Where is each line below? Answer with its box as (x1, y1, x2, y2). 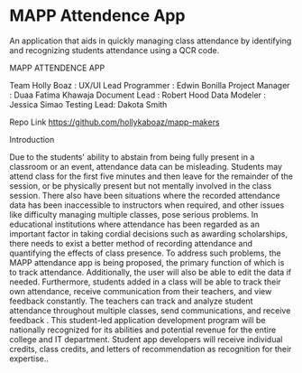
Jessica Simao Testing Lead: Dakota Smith (9, 98, 168, 109)
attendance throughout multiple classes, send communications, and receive (9, 304, 291, 316)
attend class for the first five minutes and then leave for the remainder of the (9, 171, 293, 182)
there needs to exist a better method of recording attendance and (9, 238, 253, 248)
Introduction (9, 134, 55, 145)
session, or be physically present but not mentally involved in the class (9, 180, 272, 191)
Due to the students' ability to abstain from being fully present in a (9, 151, 255, 163)
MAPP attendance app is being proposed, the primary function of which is (9, 256, 285, 267)
